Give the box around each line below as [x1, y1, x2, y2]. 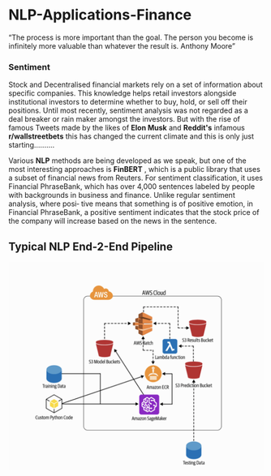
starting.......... [8, 140, 55, 150]
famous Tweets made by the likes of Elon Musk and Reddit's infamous [8, 123, 245, 133]
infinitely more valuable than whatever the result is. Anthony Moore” [8, 41, 235, 50]
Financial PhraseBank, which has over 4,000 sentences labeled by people [8, 182, 256, 191]
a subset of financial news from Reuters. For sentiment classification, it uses [8, 173, 264, 183]
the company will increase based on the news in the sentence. [8, 217, 217, 226]
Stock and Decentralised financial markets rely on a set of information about [8, 79, 263, 90]
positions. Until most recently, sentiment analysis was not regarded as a [8, 105, 249, 115]
